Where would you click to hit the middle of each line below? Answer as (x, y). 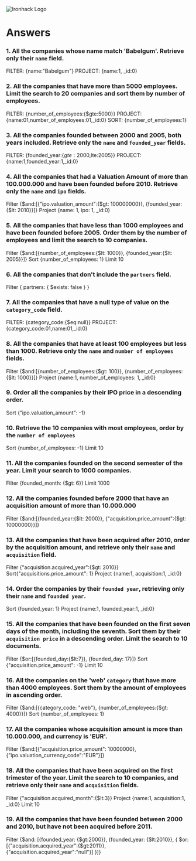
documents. (24, 646)
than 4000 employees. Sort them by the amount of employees (96, 688)
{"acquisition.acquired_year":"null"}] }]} (54, 852)
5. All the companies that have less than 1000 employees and (95, 226)
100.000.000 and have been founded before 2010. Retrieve (92, 184)
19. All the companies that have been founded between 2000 (94, 819)
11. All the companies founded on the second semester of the (94, 463)
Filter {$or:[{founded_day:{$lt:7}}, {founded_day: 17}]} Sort (77, 659)
